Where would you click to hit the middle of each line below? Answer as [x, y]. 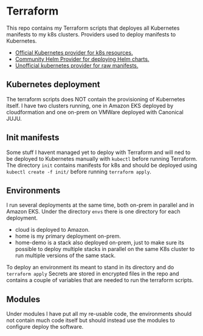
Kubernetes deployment [53, 85]
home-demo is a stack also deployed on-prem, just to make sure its [99, 243]
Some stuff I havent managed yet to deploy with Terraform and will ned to [98, 152]
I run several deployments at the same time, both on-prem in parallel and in [100, 205]
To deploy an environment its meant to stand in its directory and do [90, 267]
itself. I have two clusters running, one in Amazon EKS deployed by [90, 106]
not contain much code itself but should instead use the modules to [91, 320]
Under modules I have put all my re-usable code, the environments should [99, 314]
